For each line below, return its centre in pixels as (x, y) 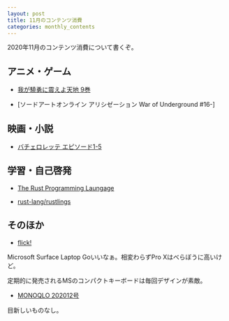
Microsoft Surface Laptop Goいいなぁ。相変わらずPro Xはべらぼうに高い (112, 257)
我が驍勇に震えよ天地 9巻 (54, 90)
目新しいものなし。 (35, 310)
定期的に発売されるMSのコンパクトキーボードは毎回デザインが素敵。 (107, 281)
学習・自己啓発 (39, 171)
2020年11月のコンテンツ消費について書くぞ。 (72, 47)
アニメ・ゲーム (39, 72)
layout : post (26, 14)
